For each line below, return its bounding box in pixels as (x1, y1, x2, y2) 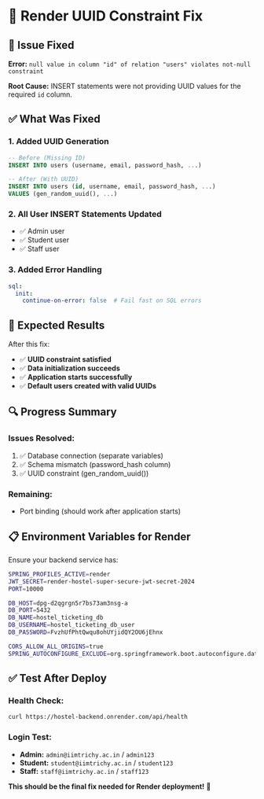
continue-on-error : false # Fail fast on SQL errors (22, 296, 202, 305)
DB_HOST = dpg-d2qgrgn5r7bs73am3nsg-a (8, 599, 128, 607)
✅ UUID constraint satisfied (19, 355, 112, 364)
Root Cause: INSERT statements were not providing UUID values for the (8, 82, 241, 90)
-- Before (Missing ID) (8, 153, 86, 162)
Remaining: (8, 488, 53, 499)
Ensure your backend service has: (8, 554, 119, 565)
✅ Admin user (19, 226, 65, 236)
